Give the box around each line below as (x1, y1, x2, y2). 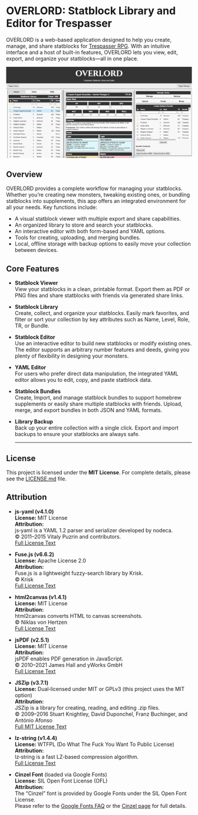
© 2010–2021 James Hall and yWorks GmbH (14, 661, 123, 668)
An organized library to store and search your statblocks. (14, 221, 153, 228)
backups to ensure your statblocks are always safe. (14, 431, 140, 438)
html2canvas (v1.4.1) (14, 593, 67, 600)
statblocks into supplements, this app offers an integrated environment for (6, 198, 187, 205)
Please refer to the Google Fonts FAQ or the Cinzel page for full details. (14, 802, 187, 809)
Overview (6, 169, 43, 179)
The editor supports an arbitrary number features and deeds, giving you (14, 346, 190, 354)
